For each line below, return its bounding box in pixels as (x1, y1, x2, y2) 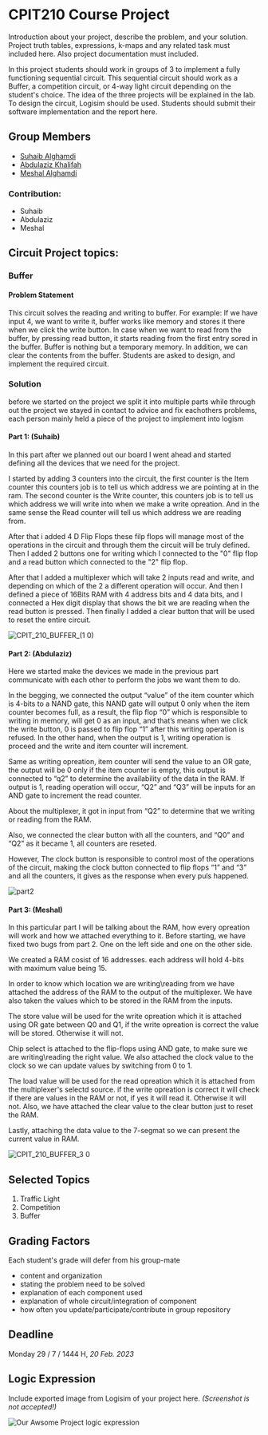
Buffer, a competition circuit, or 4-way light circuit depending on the (8, 81, 231, 91)
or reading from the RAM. (8, 815, 92, 824)
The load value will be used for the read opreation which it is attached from (8, 1076, 255, 1086)
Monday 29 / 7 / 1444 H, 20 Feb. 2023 (8, 1349, 134, 1358)
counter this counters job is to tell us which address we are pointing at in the (8, 482, 259, 492)
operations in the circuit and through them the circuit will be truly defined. (8, 541, 250, 550)
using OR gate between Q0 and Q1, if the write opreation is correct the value (8, 1020, 259, 1029)
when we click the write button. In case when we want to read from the (8, 325, 242, 335)
